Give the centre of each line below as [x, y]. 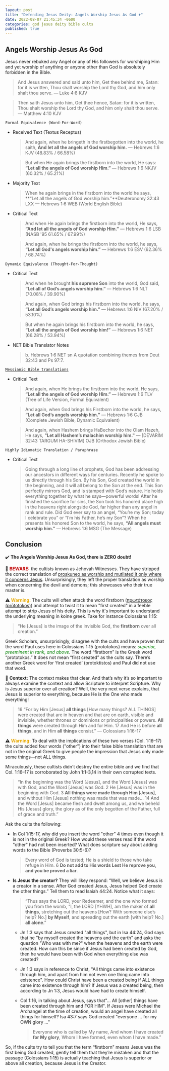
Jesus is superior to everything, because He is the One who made [74, 694]
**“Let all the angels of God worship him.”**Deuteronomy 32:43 [92, 198]
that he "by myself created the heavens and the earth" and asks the [91, 938]
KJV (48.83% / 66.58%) [50, 153]
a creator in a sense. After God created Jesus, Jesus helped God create [87, 885]
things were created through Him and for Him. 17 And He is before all [90, 725]
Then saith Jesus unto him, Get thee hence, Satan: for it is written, [86, 102]
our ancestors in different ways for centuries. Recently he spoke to [94, 474]
